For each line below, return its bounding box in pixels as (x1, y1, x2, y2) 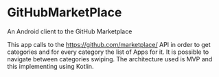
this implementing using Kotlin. (7, 62, 94, 70)
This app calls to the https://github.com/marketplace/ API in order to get (7, 40, 211, 48)
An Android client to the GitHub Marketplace (7, 27, 132, 35)
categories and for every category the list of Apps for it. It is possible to (7, 48, 209, 56)
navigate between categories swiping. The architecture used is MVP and (7, 55, 213, 63)
